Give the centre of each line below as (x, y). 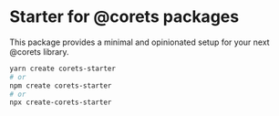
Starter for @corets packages (124, 17)
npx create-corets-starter (61, 102)
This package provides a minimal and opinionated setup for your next (140, 42)
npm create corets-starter (61, 85)
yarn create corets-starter (63, 69)
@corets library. (40, 51)
